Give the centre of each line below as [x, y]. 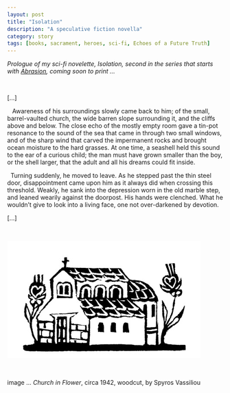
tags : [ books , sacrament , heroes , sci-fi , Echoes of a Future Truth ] [109, 44]
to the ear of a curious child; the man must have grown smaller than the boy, [115, 155]
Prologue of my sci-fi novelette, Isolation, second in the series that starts [110, 64]
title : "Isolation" [35, 22]
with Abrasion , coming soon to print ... [61, 71]
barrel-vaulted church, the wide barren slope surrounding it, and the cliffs [111, 119]
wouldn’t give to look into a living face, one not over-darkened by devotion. [113, 205]
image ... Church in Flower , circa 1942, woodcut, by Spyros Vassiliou [104, 383]
